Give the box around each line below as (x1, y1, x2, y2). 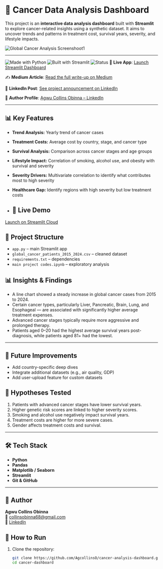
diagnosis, (12, 333, 33, 339)
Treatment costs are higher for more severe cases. (12, 417, 114, 423)
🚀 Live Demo (12, 206, 51, 214)
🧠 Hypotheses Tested (5, 389, 71, 397)
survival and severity (12, 163, 54, 169)
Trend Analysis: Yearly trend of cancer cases (12, 129, 104, 135)
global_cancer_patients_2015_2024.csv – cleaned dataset (12, 251, 127, 257)
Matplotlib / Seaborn (12, 467, 55, 473)
